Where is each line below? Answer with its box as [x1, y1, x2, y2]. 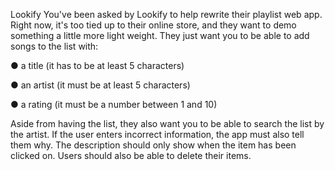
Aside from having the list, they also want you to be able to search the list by [10, 118, 325, 129]
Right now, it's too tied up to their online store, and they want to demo [10, 19, 297, 31]
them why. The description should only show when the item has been [10, 139, 297, 151]
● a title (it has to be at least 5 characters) [10, 60, 185, 71]
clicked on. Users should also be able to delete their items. [10, 150, 252, 161]
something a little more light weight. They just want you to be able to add [10, 30, 310, 41]
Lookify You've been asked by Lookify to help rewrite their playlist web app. [10, 9, 323, 20]
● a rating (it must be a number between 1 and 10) [10, 99, 218, 110]
